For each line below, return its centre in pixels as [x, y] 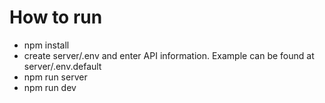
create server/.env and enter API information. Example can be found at [169, 55]
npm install [46, 45]
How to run [56, 17]
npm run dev [50, 87]
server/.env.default [62, 66]
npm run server [55, 77]
